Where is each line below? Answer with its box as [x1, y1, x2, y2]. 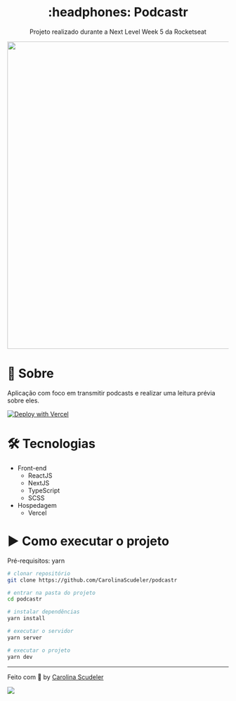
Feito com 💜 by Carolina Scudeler [7, 672, 104, 681]
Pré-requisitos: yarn [7, 556, 65, 565]
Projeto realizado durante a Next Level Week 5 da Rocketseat [29, 27, 207, 36]
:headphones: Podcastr [48, 4, 188, 20]
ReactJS [27, 471, 53, 480]
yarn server [7, 634, 42, 641]
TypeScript [27, 486, 60, 494]
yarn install [7, 615, 46, 622]
